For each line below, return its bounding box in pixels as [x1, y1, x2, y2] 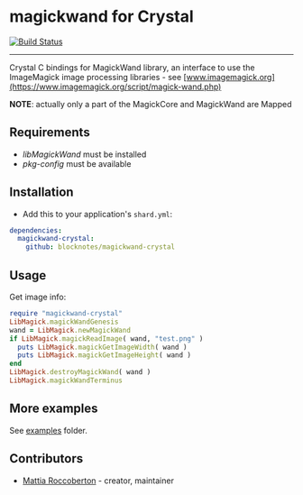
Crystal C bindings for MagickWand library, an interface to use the [9, 61, 255, 73]
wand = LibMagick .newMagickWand [9, 325, 131, 335]
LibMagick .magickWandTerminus [9, 376, 124, 385]
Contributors [9, 451, 84, 466]
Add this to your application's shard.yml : [22, 208, 173, 219]
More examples [9, 401, 98, 417]
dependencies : [9, 225, 63, 235]
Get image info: [9, 291, 67, 302]
